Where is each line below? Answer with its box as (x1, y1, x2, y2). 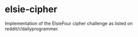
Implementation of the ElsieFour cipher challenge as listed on (5, 20, 133, 26)
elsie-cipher (5, 4, 58, 15)
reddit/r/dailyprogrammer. (5, 25, 59, 31)
